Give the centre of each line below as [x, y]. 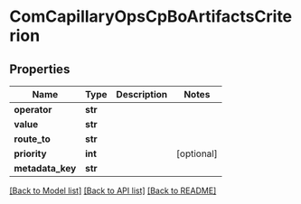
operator [33, 110]
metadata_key [45, 168]
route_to [33, 139]
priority [30, 153]
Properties [40, 69]
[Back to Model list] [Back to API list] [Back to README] [113, 190]
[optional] [197, 153]
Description [142, 94]
